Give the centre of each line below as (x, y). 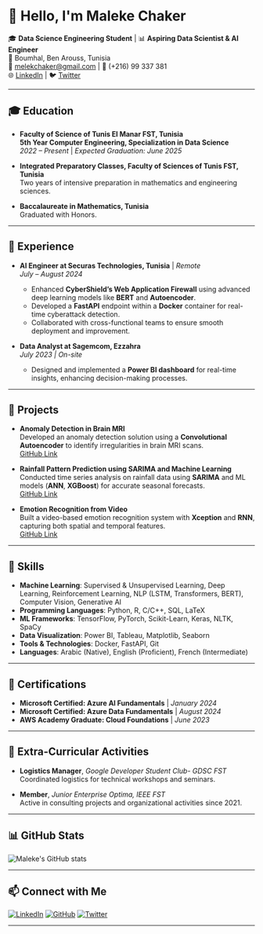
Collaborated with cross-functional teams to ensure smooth (127, 322)
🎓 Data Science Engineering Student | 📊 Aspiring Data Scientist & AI (123, 38)
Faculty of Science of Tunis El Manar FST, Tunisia (101, 134)
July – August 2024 (51, 273)
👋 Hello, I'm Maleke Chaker (97, 16)
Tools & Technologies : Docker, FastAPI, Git (89, 644)
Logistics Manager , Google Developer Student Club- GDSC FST (123, 771)
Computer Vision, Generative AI (70, 602)
